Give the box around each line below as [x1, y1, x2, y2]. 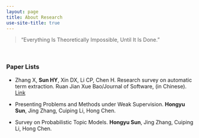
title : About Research [6, 14, 63, 20]
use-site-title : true [6, 20, 60, 26]
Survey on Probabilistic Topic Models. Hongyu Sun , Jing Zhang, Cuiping [14, 118, 194, 125]
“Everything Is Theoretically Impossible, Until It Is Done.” [20, 36, 160, 44]
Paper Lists [6, 63, 40, 71]
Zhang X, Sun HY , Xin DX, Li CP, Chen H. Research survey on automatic [14, 76, 192, 84]
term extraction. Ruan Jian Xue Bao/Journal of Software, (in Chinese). [14, 82, 187, 90]
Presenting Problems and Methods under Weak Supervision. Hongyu [14, 100, 185, 108]
